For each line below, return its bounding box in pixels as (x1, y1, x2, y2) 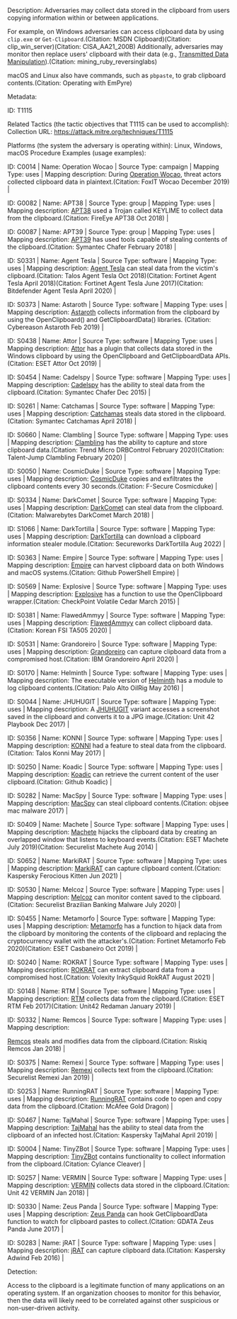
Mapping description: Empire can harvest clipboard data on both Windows (7, 561, 224, 569)
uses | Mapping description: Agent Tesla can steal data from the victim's (7, 264, 219, 272)
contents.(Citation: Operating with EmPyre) (7, 79, 132, 87)
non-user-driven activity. (7, 1304, 80, 1312)
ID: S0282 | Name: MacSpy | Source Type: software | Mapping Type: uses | (7, 791, 227, 800)
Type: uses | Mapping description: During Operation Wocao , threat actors (7, 170, 221, 178)
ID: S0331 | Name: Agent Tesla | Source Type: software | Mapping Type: (7, 257, 217, 265)
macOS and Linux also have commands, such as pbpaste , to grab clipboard (7, 71, 226, 79)
